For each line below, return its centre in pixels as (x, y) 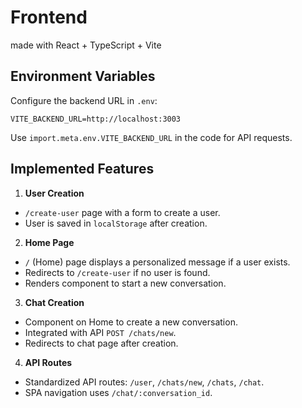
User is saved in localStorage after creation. (116, 223)
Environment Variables (83, 76)
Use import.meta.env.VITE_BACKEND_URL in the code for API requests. (151, 137)
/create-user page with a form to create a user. (122, 212)
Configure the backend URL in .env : (84, 100)
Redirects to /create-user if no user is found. (117, 272)
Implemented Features (82, 169)
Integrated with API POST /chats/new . (100, 332)
